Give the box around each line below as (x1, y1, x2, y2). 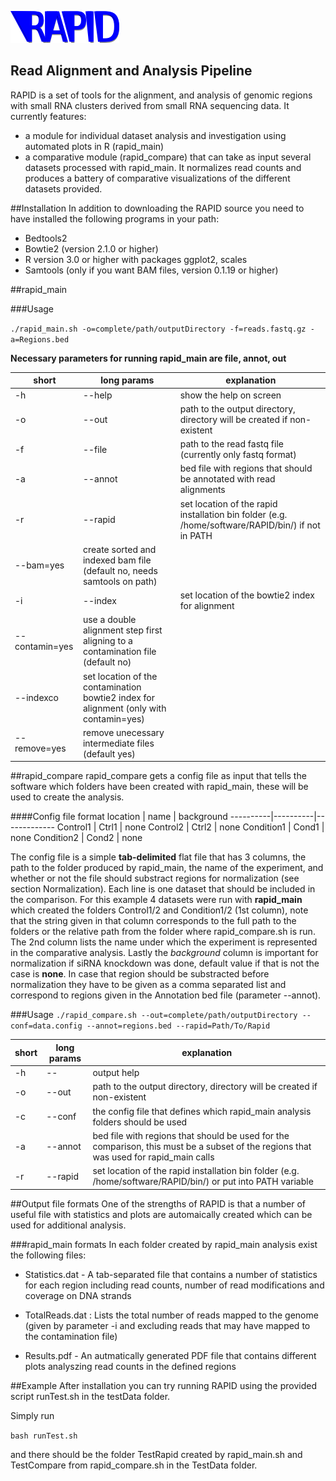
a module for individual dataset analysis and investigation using (24, 129, 287, 141)
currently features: (10, 110, 87, 122)
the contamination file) (24, 1330, 118, 1342)
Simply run (10, 1409, 55, 1421)
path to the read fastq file (179, 438, 284, 450)
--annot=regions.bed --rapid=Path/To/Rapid (86, 1021, 271, 1031)
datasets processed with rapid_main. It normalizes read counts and (24, 161, 302, 173)
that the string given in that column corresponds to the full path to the (10, 915, 297, 927)
